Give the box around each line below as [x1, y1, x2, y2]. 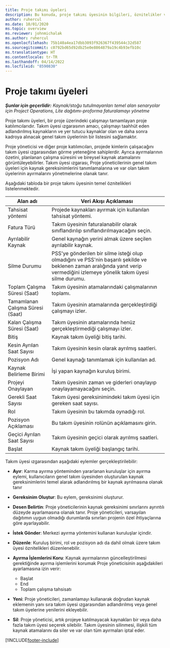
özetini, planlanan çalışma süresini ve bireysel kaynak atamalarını [5, 154, 141, 160]
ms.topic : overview [5, 26, 47, 31]
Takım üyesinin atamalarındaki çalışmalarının [51, 283, 157, 291]
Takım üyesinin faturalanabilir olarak [51, 221, 138, 228]
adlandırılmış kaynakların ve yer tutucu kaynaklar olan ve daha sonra [5, 129, 148, 135]
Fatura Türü [8, 224, 35, 231]
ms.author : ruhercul [5, 36, 49, 41]
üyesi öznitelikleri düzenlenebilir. [12, 545, 81, 551]
